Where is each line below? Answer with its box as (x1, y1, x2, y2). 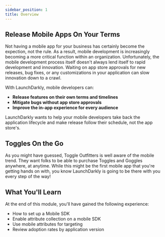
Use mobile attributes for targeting (12, 221, 83, 227)
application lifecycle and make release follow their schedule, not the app (5, 119, 153, 125)
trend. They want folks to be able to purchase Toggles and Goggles (5, 158, 143, 164)
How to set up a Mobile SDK (12, 210, 70, 216)
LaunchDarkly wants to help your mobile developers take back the (5, 115, 140, 120)
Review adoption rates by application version (12, 226, 105, 232)
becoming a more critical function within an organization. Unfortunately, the (5, 54, 160, 60)
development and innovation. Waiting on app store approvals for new (5, 64, 146, 70)
